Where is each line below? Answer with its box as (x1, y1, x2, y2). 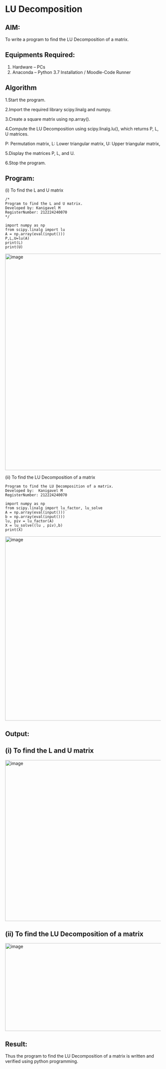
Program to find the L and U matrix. (5, 201, 83, 207)
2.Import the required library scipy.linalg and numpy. (5, 106, 112, 112)
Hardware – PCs (12, 64, 45, 70)
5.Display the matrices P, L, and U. (5, 150, 75, 156)
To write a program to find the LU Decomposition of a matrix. (5, 36, 129, 42)
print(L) (5, 240, 23, 245)
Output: (5, 729, 30, 738)
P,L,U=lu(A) (5, 236, 30, 241)
